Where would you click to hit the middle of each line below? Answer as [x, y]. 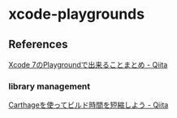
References [38, 44]
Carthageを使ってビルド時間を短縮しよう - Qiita [88, 105]
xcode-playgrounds [76, 14]
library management [50, 86]
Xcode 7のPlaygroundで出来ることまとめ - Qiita [88, 65]
